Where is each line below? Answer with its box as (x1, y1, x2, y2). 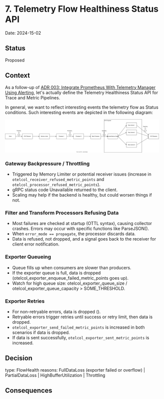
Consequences (5, 386, 53, 395)
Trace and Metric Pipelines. (5, 94, 60, 101)
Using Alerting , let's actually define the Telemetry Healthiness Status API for (5, 89, 158, 95)
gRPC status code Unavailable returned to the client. (12, 187, 118, 193)
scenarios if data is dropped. (12, 330, 70, 335)
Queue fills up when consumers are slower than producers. (12, 265, 132, 270)
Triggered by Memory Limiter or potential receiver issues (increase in (12, 171, 151, 177)
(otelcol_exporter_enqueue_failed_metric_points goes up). (12, 275, 129, 281)
